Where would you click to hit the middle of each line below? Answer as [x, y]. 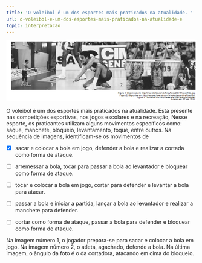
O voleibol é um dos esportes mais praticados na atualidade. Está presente [99, 111]
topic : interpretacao [34, 25]
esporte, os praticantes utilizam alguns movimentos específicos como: [94, 124]
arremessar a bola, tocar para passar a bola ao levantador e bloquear [101, 166]
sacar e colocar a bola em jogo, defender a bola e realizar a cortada [99, 148]
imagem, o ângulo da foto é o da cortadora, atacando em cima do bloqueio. [100, 253]
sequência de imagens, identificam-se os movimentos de [78, 136]
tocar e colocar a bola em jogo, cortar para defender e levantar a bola [102, 185]
